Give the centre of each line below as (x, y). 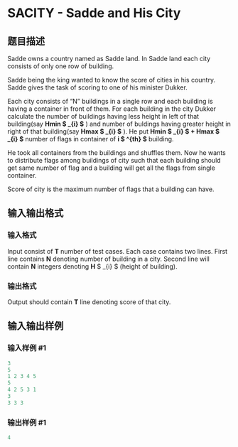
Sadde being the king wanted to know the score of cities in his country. (111, 80)
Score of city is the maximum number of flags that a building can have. (111, 189)
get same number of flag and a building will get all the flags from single (111, 168)
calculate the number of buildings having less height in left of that (103, 116)
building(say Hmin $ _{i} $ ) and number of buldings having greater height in (119, 124)
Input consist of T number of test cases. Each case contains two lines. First (118, 251)
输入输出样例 (36, 326)
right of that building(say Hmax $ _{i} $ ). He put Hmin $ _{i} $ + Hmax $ (114, 131)
